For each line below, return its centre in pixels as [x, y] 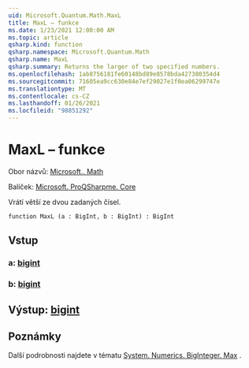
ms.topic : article [38, 37]
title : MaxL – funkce [44, 23]
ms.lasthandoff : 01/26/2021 [54, 103]
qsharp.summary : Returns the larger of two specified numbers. [114, 67]
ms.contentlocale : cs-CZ [49, 96]
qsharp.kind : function [45, 45]
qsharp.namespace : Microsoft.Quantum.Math [79, 52]
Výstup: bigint [44, 309]
